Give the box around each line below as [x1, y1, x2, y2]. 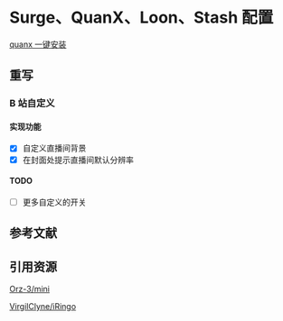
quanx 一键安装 [9, 39, 67, 50]
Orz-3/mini [9, 284, 50, 295]
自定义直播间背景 [22, 142, 87, 153]
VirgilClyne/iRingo [9, 301, 77, 312]
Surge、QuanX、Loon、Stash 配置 [9, 7, 274, 28]
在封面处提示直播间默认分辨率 [22, 154, 134, 165]
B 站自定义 [9, 97, 56, 110]
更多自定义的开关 [22, 197, 87, 207]
